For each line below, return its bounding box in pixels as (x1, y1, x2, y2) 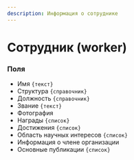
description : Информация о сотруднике (7, 10, 118, 17)
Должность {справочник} (16, 94, 91, 103)
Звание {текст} (16, 102, 62, 110)
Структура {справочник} (16, 87, 87, 95)
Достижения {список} (16, 124, 81, 132)
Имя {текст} (16, 80, 54, 88)
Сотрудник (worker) (7, 39, 127, 55)
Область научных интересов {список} (16, 131, 129, 139)
